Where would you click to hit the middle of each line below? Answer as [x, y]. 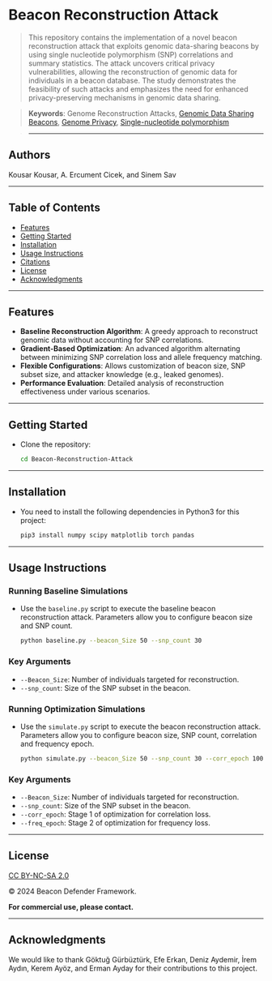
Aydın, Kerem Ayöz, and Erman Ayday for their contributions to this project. [133, 968]
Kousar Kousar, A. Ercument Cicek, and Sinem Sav [92, 174]
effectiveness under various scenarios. [85, 392]
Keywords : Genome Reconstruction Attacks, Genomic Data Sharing [141, 113]
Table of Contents [55, 208]
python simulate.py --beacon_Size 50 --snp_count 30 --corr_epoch [134, 758]
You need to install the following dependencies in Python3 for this [130, 512]
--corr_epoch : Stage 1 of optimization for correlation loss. [115, 814]
